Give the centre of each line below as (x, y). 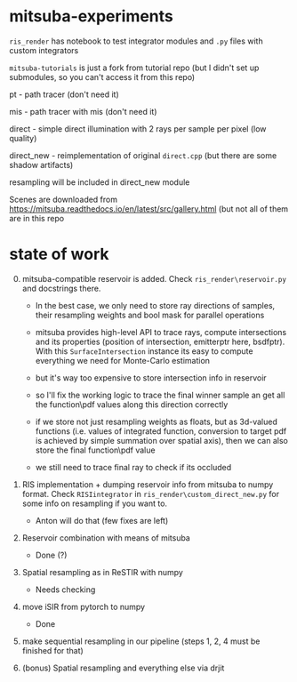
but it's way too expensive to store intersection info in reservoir (151, 377)
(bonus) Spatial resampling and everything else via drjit (123, 668)
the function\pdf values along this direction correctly (132, 404)
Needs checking (65, 590)
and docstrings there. (61, 288)
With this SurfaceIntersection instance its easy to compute (144, 351)
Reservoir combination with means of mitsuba (106, 538)
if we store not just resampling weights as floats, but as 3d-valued (157, 421)
